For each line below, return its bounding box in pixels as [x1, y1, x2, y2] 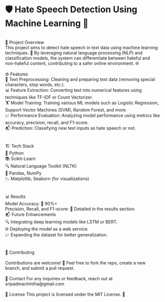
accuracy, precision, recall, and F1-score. [5, 119, 89, 125]
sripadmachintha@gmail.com [5, 281, 65, 287]
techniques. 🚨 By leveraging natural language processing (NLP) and [5, 50, 143, 56]
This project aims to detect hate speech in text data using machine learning [5, 44, 158, 50]
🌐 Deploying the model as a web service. [5, 226, 89, 232]
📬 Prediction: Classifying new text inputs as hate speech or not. [5, 125, 136, 131]
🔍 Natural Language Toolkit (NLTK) [5, 163, 77, 169]
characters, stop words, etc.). [5, 81, 65, 87]
